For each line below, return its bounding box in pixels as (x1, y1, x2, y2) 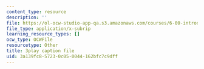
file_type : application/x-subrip (6, 25, 91, 32)
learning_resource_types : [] (6, 31, 80, 37)
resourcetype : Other (6, 43, 59, 49)
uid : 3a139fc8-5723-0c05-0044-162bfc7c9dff (6, 53, 118, 59)
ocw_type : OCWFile (6, 37, 53, 43)
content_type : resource (6, 8, 67, 15)
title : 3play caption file (6, 48, 75, 54)
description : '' (6, 14, 47, 20)
